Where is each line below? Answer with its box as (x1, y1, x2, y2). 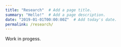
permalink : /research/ (5, 21, 53, 27)
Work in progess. (5, 36, 41, 42)
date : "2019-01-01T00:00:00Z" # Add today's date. (5, 17, 117, 22)
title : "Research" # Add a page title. (5, 7, 93, 13)
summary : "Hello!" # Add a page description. (5, 12, 106, 17)
